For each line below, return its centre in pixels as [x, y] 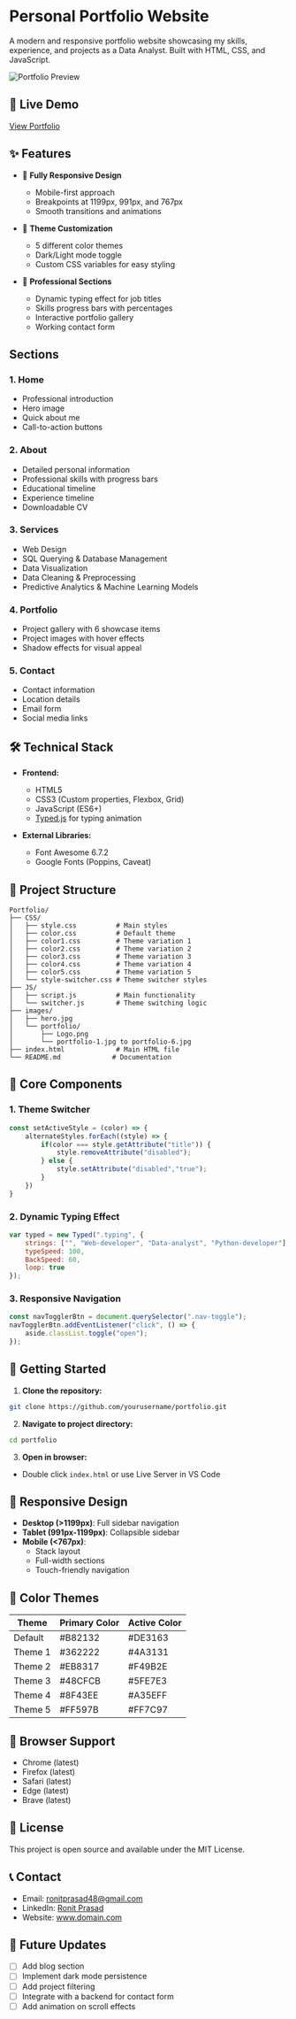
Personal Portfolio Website [109, 16]
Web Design [44, 549]
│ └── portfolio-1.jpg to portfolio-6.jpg [100, 1042]
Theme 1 [32, 1653]
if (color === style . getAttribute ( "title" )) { [126, 1144]
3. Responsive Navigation [65, 1298]
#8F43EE [79, 1695]
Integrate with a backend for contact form [98, 1996]
